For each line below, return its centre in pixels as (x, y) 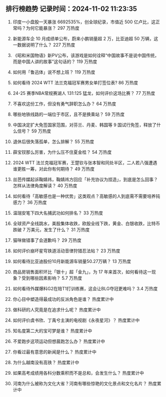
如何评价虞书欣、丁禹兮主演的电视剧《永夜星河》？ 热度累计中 (76, 320)
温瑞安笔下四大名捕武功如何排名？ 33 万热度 (58, 213)
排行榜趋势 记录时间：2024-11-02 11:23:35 (71, 9)
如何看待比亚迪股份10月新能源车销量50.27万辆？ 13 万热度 (72, 261)
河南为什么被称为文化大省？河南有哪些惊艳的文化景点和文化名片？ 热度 (85, 383)
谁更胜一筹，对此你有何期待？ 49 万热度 (54, 169)
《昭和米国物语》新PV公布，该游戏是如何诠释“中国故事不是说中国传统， (86, 55)
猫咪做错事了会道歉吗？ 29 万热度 (47, 240)
